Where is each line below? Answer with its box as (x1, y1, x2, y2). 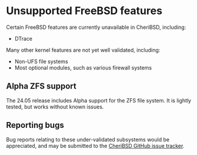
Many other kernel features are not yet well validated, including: (6, 46, 161, 54)
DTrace (14, 35, 33, 42)
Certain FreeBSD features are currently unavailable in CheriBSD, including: (6, 24, 186, 31)
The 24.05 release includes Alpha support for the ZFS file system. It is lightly (6, 97, 192, 104)
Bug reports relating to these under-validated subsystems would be (6, 136, 169, 143)
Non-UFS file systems (14, 58, 69, 65)
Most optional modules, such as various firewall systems (14, 64, 152, 71)
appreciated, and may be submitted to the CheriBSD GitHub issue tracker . (6, 142, 185, 149)
